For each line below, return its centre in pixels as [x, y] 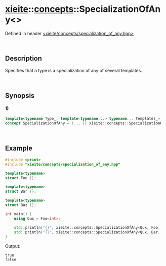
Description [23, 59]
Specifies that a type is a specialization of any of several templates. [74, 70]
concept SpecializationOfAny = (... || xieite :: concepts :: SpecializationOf [85, 123]
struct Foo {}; [21, 178]
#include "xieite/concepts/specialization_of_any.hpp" [63, 164]
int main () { [19, 214]
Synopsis [20, 96]
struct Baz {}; [21, 205]
